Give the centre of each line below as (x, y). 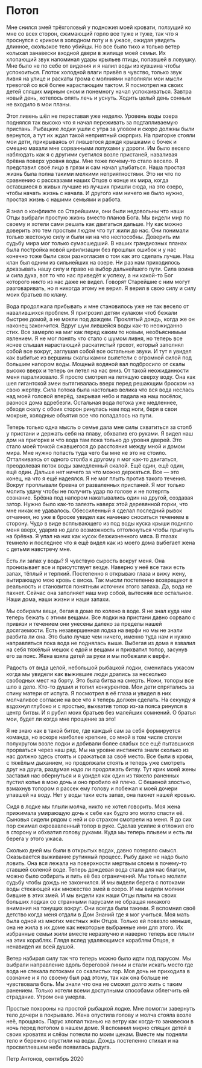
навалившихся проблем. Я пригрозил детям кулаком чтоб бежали (92, 312)
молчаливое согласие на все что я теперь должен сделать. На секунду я (101, 700)
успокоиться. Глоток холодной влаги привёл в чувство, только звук (94, 72)
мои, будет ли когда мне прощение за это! (61, 719)
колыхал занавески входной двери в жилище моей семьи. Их (86, 53)
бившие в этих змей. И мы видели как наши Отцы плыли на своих (91, 895)
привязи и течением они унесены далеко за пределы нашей (84, 623)
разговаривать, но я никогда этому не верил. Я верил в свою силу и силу (101, 288)
